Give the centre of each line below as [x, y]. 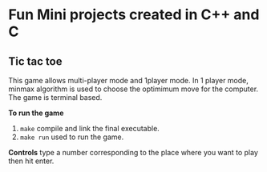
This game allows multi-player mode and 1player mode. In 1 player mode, [128, 80]
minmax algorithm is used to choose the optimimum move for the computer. [133, 89]
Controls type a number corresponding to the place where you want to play [133, 152]
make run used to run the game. [72, 137]
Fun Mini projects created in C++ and [134, 15]
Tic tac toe [35, 61]
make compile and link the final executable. [90, 128]
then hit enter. [31, 161]
